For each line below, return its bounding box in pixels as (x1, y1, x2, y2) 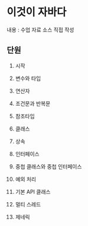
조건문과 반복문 (15, 100, 51, 107)
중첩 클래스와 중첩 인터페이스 (15, 163, 82, 170)
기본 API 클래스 (15, 188, 51, 195)
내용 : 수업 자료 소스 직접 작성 (6, 26, 74, 33)
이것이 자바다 (6, 5, 67, 19)
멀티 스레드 (15, 200, 41, 208)
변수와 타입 (15, 75, 41, 82)
